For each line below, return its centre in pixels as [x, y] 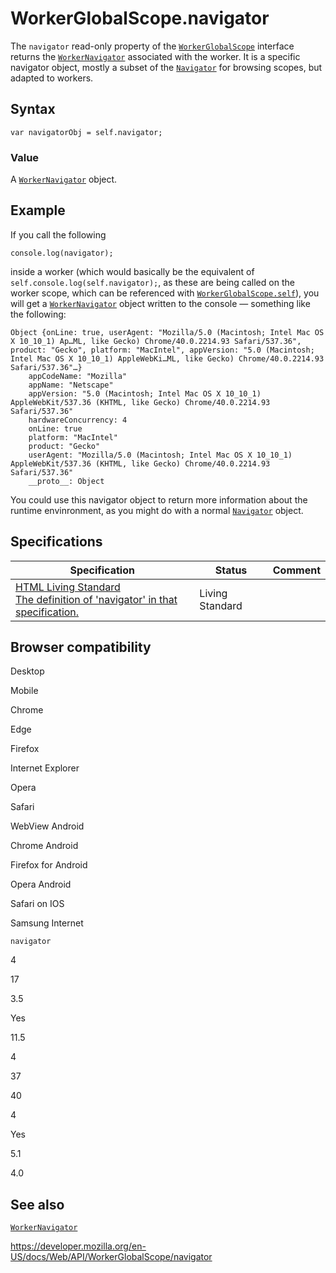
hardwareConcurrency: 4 [78, 420]
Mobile [24, 691]
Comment [296, 570]
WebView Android [47, 826]
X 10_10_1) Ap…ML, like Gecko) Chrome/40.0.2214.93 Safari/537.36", [156, 341]
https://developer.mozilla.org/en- [78, 1246]
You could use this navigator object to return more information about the [159, 499]
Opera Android [41, 884]
